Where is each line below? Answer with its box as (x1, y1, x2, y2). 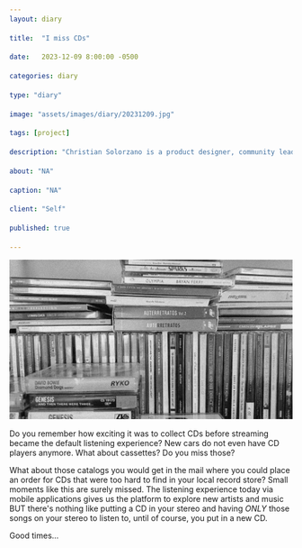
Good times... (9, 530, 59, 541)
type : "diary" (9, 90, 63, 99)
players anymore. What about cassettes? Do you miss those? (9, 447, 235, 459)
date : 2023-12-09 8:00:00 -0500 (9, 52, 139, 62)
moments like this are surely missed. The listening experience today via (9, 484, 274, 495)
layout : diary (9, 14, 63, 23)
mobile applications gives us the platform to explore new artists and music (9, 494, 285, 505)
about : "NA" (9, 167, 54, 176)
